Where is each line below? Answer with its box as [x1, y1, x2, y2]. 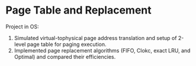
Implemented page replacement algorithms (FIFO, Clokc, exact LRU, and [14, 47, 191, 54]
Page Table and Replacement [5, 4, 152, 17]
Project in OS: [5, 23, 39, 30]
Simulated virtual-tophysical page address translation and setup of [14, 34, 177, 41]
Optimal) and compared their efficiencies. [14, 53, 116, 60]
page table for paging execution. [27, 41, 107, 48]
